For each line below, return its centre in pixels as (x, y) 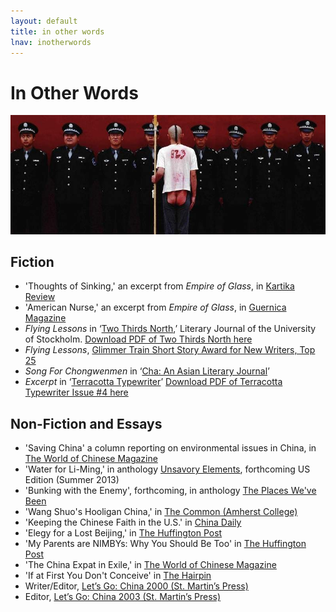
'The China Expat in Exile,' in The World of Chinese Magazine (150, 565)
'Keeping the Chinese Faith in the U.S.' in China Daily (133, 522)
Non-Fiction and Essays (86, 423)
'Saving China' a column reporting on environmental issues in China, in (170, 448)
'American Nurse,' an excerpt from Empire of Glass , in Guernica (155, 307)
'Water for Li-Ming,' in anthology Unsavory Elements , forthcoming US (167, 469)
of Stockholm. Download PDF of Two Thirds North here (138, 339)
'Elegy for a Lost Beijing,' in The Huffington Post (123, 533)
